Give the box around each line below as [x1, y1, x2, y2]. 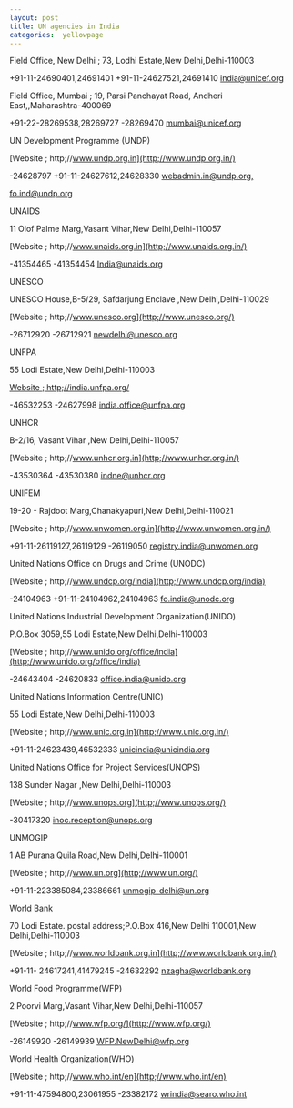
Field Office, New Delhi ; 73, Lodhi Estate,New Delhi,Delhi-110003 [9, 55, 255, 66]
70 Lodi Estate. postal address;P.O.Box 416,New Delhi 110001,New [9, 921, 257, 932]
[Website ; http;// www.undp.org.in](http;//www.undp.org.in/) [9, 153, 237, 164]
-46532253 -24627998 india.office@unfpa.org [9, 399, 186, 410]
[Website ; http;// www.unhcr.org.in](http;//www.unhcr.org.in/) [9, 452, 240, 464]
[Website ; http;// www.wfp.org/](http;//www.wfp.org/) [9, 1018, 211, 1029]
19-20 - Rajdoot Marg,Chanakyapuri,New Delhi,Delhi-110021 [9, 506, 234, 517]
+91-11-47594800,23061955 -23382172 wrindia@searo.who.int [9, 1089, 248, 1100]
